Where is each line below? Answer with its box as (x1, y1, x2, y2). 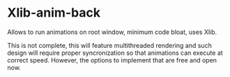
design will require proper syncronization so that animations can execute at (7, 49, 223, 57)
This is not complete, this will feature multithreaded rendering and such (7, 41, 213, 49)
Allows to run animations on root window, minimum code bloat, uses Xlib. (7, 28, 217, 36)
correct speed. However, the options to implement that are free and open (7, 55, 217, 64)
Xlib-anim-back (7, 5, 101, 21)
